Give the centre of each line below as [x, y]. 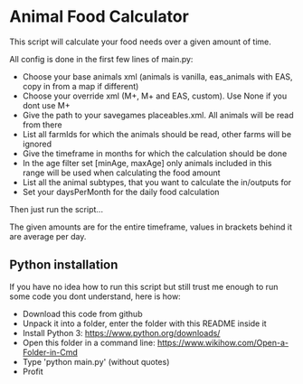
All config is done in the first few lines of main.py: [101, 59]
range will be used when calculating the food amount [121, 173]
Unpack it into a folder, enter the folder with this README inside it [144, 323]
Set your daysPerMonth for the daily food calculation [121, 192]
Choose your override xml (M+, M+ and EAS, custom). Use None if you [155, 96]
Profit [33, 371]
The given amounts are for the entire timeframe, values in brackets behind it [151, 227]
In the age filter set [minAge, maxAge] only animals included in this [147, 163]
